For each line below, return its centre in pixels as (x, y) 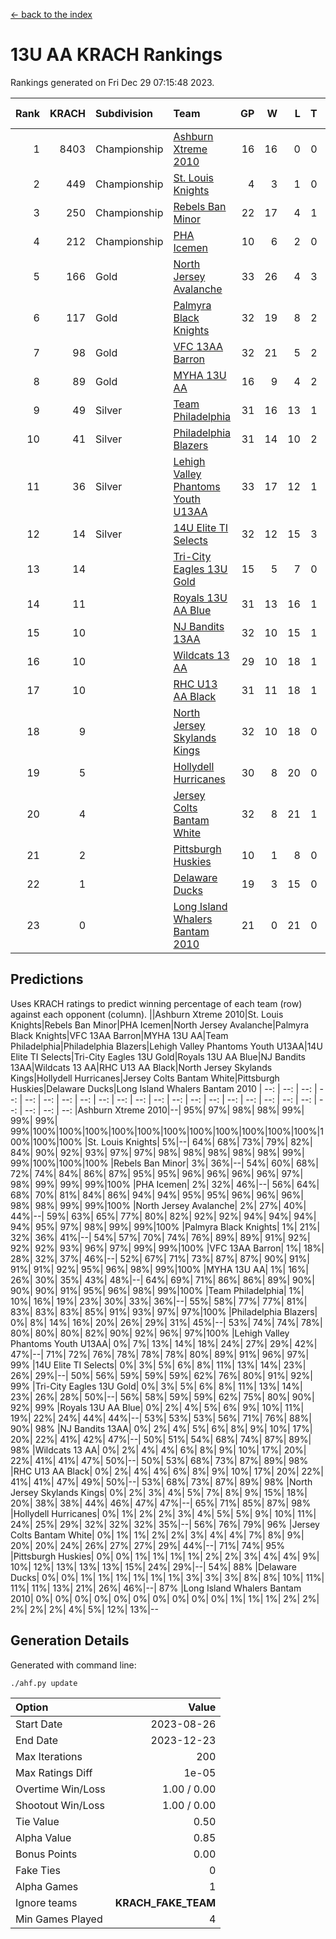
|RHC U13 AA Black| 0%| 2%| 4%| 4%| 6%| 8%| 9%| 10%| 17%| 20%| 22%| (167, 1471)
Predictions (47, 979)
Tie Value (37, 1821)
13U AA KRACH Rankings (116, 55)
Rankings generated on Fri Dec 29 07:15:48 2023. (112, 82)
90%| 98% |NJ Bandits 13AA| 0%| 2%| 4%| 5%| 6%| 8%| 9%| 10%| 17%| (161, 1428)
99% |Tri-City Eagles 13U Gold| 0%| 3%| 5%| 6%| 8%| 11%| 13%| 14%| (156, 1386)
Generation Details (70, 1640)
